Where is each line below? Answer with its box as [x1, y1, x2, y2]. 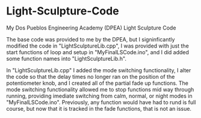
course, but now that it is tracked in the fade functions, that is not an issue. [6, 105, 191, 112]
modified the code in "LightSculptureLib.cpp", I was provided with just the [6, 42, 190, 49]
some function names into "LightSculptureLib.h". [6, 55, 126, 62]
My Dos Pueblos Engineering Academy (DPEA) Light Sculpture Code [6, 24, 176, 31]
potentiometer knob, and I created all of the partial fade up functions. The [6, 79, 188, 87]
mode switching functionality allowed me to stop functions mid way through [6, 85, 194, 93]
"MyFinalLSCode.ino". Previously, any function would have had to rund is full [6, 98, 196, 106]
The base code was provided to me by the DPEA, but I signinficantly [6, 36, 175, 43]
